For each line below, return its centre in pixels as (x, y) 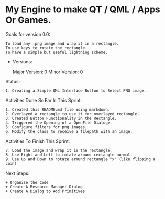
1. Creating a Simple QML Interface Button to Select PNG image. (76, 91)
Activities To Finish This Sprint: (38, 141)
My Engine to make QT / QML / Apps (83, 9)
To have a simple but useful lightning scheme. (57, 52)
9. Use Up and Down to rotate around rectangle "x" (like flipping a (80, 159)
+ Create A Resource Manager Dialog (44, 187)
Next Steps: (18, 173)
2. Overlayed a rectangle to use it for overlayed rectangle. (72, 114)
